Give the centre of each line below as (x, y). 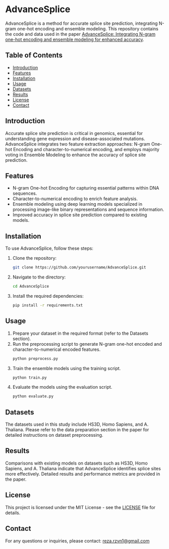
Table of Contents (34, 55)
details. (13, 513)
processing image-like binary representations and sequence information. (88, 210)
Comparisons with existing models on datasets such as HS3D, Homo (76, 463)
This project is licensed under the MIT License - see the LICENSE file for (80, 507)
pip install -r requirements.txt (48, 305)
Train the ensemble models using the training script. (67, 368)
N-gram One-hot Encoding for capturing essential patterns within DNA (86, 188)
